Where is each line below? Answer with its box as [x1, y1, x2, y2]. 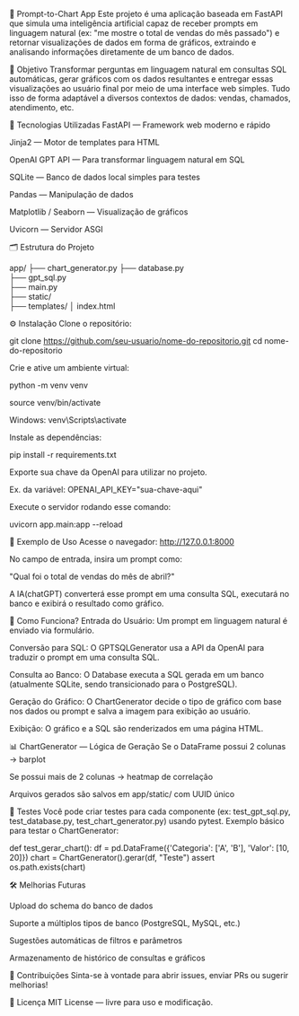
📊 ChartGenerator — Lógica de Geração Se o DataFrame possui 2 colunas [9, 741, 286, 751]
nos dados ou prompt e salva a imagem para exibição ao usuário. [9, 705, 251, 716]
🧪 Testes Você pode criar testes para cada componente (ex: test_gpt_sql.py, [9, 806, 291, 817]
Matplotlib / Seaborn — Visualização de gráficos [9, 206, 189, 217]
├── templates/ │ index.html [9, 301, 116, 311]
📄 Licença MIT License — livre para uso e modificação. [9, 997, 214, 1007]
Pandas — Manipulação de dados [9, 189, 134, 199]
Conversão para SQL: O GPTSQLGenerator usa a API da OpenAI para [9, 643, 265, 653]
